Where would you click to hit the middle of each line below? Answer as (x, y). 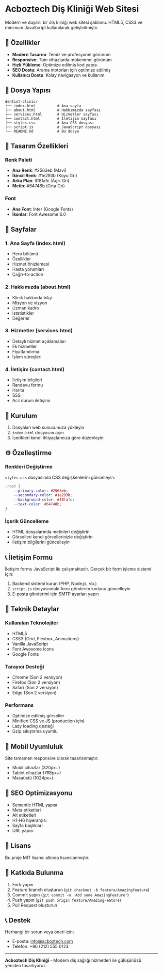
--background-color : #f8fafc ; (44, 500)
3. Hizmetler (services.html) (39, 331)
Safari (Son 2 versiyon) (35, 687)
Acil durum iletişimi (31, 401)
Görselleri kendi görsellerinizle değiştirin (52, 537)
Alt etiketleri (24, 815)
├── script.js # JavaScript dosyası (53, 127)
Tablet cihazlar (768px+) (37, 773)
